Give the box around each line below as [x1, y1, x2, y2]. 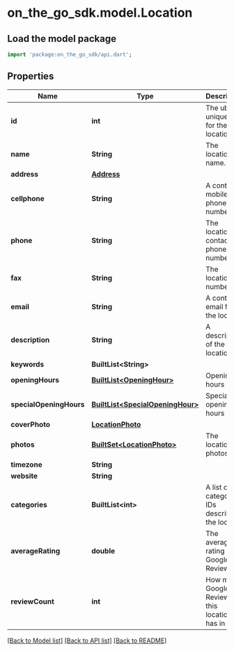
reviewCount [10, 597, 54, 606]
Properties [7, 70, 54, 82]
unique [205, 112, 228, 121]
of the [205, 339, 225, 349]
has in [205, 618, 226, 628]
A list [205, 482, 222, 492]
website [10, 471, 38, 481]
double [91, 546, 116, 555]
